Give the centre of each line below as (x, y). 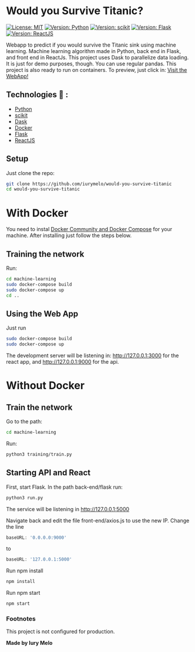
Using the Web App (42, 314)
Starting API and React (48, 473)
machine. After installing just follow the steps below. (69, 236)
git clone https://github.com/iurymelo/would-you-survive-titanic (89, 184)
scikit (21, 115)
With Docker (37, 213)
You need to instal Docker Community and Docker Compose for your (89, 229)
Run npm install (25, 571)
